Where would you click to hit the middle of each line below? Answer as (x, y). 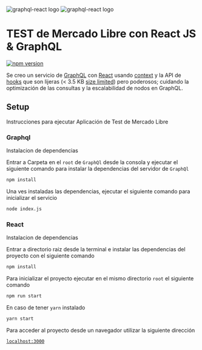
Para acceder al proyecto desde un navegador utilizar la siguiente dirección (101, 330)
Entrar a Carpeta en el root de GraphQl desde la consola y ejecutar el (92, 162)
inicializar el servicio (32, 197)
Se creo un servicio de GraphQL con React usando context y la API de (94, 75)
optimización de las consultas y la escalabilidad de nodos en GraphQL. (95, 88)
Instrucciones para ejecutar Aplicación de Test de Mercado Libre (87, 122)
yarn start (20, 319)
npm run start (24, 296)
